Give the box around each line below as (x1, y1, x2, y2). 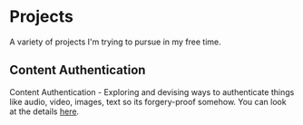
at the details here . (9, 106, 80, 117)
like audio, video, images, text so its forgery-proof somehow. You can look (9, 96, 288, 107)
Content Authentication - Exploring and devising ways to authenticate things (9, 86, 295, 97)
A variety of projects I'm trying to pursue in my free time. (9, 36, 222, 47)
